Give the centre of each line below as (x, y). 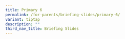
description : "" (23, 24)
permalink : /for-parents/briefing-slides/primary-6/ (63, 15)
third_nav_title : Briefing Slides (42, 29)
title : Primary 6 (24, 10)
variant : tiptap (23, 19)
